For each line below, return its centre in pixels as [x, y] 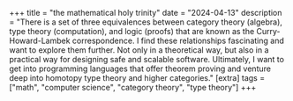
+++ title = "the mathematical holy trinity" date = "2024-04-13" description [146, 13]
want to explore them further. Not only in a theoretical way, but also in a [139, 50]
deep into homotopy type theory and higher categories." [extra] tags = [137, 78]
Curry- [268, 31]
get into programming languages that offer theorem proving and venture [140, 69]
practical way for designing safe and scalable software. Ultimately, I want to [147, 59]
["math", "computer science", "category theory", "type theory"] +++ [133, 87]
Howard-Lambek [40, 40]
